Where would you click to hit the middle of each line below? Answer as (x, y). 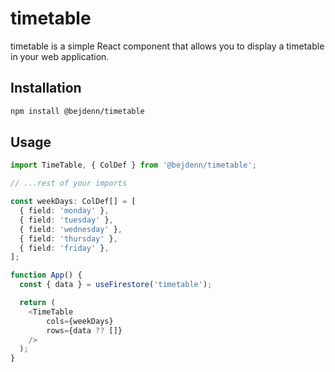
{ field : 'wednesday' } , (71, 229)
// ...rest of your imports (69, 183)
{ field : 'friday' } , (64, 248)
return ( (37, 303)
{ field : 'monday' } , (64, 211)
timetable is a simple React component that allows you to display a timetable (167, 46)
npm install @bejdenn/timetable (77, 111)
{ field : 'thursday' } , (68, 238)
